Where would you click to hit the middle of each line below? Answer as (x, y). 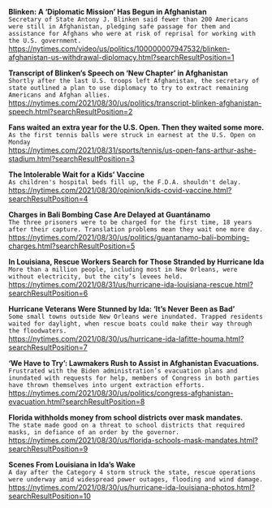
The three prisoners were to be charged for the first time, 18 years (130, 222)
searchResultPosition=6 (48, 293)
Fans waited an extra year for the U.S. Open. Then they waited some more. (136, 127)
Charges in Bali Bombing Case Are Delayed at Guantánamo (110, 215)
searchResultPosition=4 (48, 199)
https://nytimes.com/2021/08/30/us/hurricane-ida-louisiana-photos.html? (132, 487)
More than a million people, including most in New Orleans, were (123, 269)
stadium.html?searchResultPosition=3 (72, 159)
